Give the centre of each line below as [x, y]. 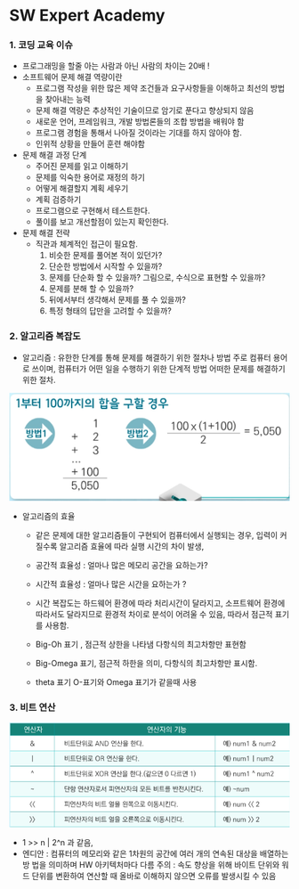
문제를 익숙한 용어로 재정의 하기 [90, 177]
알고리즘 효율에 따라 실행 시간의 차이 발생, [132, 546]
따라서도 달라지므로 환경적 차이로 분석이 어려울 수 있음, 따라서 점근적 [154, 614]
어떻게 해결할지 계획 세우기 [82, 189]
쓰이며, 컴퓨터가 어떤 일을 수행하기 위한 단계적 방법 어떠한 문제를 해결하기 [159, 368]
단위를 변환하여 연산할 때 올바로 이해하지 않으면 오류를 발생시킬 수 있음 [154, 876]
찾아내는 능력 [68, 100]
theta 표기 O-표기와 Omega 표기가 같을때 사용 [116, 681]
